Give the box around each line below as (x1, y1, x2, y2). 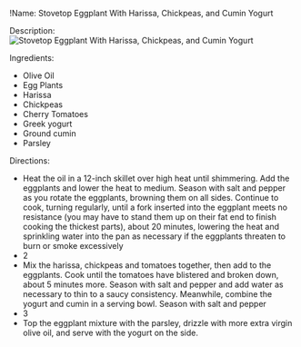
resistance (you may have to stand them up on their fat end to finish (22, 212, 277, 222)
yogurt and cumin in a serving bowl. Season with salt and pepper (22, 299, 266, 309)
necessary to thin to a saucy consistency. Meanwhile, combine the (22, 289, 273, 299)
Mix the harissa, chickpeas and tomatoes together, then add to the (22, 260, 272, 271)
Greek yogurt (22, 118, 73, 129)
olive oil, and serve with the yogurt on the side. (22, 327, 198, 338)
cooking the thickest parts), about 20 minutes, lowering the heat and (22, 222, 280, 232)
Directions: (9, 155, 50, 166)
